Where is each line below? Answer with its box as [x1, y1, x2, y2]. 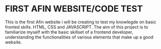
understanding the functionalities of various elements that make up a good [5, 34, 154, 40]
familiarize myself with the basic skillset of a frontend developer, [5, 29, 133, 35]
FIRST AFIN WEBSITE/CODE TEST [5, 3, 143, 14]
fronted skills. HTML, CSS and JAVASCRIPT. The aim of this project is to [5, 24, 148, 29]
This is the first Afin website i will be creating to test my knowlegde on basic [5, 19, 157, 25]
